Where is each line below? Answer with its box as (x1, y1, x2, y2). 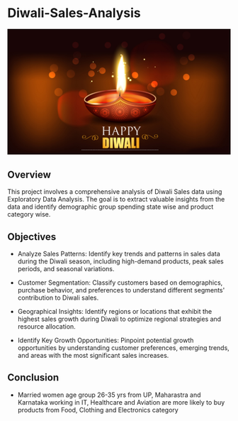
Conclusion (7, 371, 59, 384)
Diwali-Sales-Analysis (7, 5, 142, 21)
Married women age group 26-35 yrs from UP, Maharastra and (17, 390, 201, 399)
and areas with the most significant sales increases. (17, 351, 169, 360)
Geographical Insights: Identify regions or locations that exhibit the (17, 307, 212, 316)
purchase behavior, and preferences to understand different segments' (17, 286, 225, 295)
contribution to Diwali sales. (17, 293, 99, 302)
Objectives (7, 231, 57, 243)
